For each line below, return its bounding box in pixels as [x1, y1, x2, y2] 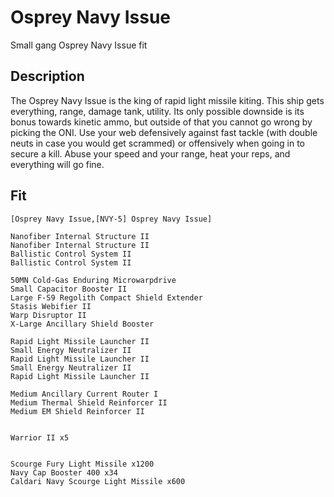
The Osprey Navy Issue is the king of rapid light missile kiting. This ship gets [10, 94, 325, 106]
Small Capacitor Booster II [10, 284, 128, 294]
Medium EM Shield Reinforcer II [10, 406, 145, 416]
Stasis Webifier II [10, 301, 92, 311]
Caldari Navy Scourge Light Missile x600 [10, 476, 186, 486]
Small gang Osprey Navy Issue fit [10, 39, 148, 51]
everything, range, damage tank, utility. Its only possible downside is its [10, 105, 305, 117]
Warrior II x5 [10, 432, 70, 443]
